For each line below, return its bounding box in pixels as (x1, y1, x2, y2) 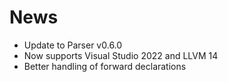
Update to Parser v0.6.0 (23, 39, 123, 51)
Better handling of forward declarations (23, 60, 187, 72)
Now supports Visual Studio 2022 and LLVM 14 (23, 49, 219, 61)
